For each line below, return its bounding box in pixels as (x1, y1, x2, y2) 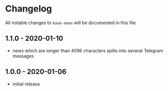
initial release (12, 81, 40, 87)
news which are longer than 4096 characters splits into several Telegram (12, 47, 163, 53)
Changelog (5, 3, 52, 15)
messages (12, 53, 34, 59)
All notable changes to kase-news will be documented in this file (5, 20, 136, 26)
